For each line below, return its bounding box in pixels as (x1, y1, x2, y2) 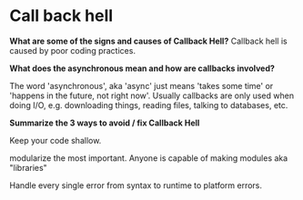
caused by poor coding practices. (9, 45, 136, 55)
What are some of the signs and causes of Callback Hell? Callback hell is (9, 35, 288, 46)
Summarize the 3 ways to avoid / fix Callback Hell (9, 117, 200, 128)
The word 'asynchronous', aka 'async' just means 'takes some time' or (9, 80, 274, 91)
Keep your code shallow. (9, 135, 102, 145)
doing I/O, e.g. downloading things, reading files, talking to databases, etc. (9, 99, 288, 110)
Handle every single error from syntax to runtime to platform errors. (9, 179, 262, 191)
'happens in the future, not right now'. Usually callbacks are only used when (9, 90, 294, 101)
